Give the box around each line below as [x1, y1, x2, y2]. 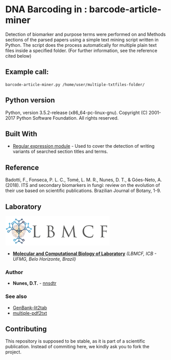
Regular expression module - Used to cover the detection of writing [12, 143, 155, 149]
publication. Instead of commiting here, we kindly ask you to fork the [5, 344, 150, 350]
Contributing [5, 324, 47, 333]
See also [5, 293, 27, 300]
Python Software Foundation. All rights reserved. [16, 115, 119, 121]
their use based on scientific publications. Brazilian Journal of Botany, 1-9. [5, 187, 161, 194]
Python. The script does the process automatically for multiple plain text [5, 42, 157, 48]
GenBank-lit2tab [12, 304, 47, 311]
